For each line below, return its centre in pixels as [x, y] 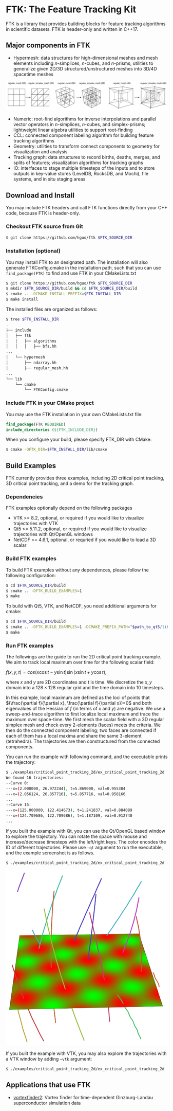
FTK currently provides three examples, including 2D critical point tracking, [85, 478]
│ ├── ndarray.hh [31, 363]
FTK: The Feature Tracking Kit [71, 10]
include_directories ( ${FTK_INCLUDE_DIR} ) [52, 430]
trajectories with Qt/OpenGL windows [53, 534]
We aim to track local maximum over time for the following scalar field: [80, 662]
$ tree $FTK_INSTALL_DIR [32, 319]
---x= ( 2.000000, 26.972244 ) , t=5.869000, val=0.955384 [66, 789]
